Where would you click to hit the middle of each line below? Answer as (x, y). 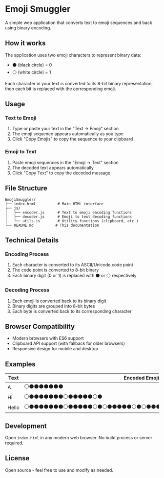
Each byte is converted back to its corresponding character (72, 311)
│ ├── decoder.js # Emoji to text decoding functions (69, 216)
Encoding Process (27, 254)
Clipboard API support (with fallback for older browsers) (69, 343)
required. (14, 443)
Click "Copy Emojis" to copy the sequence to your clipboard (72, 139)
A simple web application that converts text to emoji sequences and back (79, 23)
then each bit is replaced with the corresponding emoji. (61, 89)
